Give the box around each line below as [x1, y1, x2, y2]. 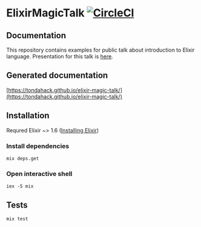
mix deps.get [6, 155, 39, 161]
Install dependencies [6, 141, 70, 150]
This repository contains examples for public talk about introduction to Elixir [6, 46, 195, 53]
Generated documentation [6, 70, 108, 81]
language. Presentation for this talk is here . [6, 53, 113, 60]
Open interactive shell [6, 169, 73, 178]
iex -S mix [6, 183, 34, 189]
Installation [6, 110, 50, 121]
